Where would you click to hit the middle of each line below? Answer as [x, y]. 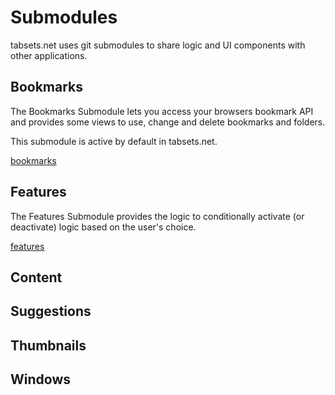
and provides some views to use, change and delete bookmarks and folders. [168, 122]
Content [36, 277]
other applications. [49, 55]
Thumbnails [48, 345]
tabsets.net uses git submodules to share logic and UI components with [158, 45]
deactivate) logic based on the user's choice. [103, 227]
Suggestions [51, 311]
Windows [40, 379]
